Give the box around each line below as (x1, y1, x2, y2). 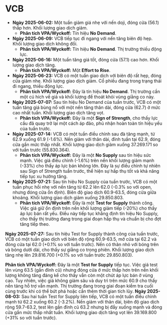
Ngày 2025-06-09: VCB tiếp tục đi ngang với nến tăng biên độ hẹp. (12, 35, 153, 41)
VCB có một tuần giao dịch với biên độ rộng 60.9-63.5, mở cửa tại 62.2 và (5, 236, 157, 242)
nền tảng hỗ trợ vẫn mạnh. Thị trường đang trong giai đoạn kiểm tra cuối (5, 283, 154, 289)
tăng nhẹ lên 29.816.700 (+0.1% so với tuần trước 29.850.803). (5, 252, 134, 258)
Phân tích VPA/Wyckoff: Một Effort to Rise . (19, 67, 111, 73)
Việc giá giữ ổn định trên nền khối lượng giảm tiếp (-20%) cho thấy (19, 205, 157, 211)
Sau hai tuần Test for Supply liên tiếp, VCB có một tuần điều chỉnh (21, 293, 157, 300)
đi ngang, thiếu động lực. (12, 83, 64, 89)
